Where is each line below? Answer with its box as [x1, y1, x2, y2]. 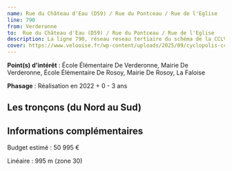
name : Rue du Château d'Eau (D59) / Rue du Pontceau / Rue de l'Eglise [7, 10, 217, 17]
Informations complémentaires [7, 125, 144, 137]
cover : [7, 42, 26, 49]
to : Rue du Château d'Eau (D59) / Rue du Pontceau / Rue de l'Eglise [7, 29, 215, 37]
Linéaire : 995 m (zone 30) [7, 157, 83, 165]
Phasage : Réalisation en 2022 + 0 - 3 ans [7, 82, 128, 90]
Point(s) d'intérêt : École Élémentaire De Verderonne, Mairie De [7, 61, 188, 69]
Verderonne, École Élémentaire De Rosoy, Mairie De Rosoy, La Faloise [7, 68, 206, 77]
